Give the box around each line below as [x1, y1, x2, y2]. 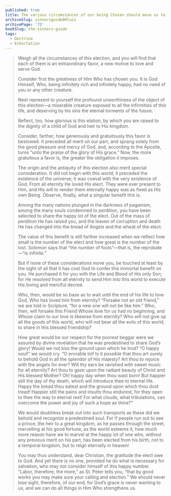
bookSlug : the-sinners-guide [5, 27, 67, 32]
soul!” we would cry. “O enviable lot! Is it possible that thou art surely [17, 350, 163, 356]
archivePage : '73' [5, 22, 44, 27]
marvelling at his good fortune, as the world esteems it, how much [17, 426, 157, 432]
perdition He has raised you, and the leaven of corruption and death [17, 218, 161, 224]
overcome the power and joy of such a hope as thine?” [17, 400, 133, 406]
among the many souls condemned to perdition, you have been [17, 207, 151, 213]
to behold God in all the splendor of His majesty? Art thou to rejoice [17, 356, 160, 362]
